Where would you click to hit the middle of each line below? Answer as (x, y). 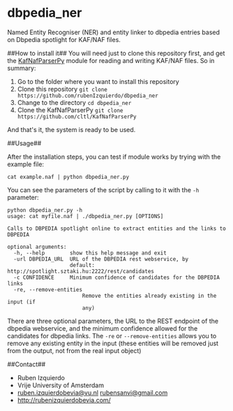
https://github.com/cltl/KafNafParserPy (77, 117)
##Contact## (27, 364)
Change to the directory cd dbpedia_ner (74, 102)
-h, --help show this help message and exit (90, 253)
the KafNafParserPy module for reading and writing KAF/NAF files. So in (111, 60)
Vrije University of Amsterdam (61, 385)
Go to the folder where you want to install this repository (98, 81)
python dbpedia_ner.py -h (45, 210)
